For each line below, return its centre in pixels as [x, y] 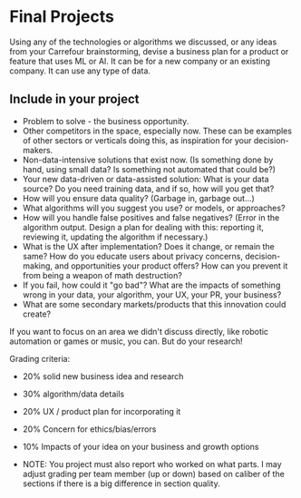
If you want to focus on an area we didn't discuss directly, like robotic [139, 331]
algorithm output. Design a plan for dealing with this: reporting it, [143, 227]
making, [37, 266]
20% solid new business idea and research [103, 376]
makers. [38, 150]
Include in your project [74, 99]
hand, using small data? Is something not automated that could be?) [149, 169]
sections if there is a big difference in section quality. [121, 483]
